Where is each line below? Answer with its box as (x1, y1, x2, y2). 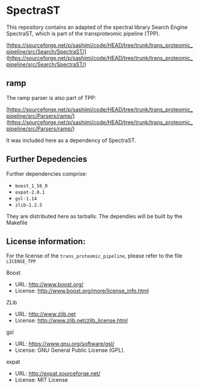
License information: (6, 236, 86, 247)
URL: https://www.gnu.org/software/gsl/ (14, 340, 115, 348)
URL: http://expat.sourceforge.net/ (14, 370, 101, 377)
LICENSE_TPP (6, 259, 36, 265)
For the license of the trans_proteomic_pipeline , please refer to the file (6, 252, 183, 259)
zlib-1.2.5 (14, 202, 43, 208)
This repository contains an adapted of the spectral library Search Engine (6, 23, 188, 31)
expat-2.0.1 (14, 189, 45, 196)
